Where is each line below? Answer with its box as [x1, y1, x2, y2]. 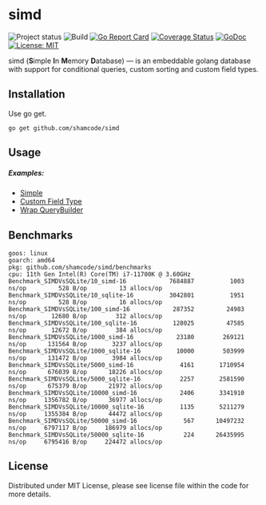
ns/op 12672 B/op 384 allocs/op [8, 325, 162, 334]
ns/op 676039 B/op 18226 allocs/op [8, 368, 162, 376]
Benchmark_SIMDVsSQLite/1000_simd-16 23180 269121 [8, 333, 245, 341]
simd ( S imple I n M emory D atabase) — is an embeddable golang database [8, 56, 252, 65]
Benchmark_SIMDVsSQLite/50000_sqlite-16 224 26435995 [8, 431, 245, 439]
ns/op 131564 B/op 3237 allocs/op [8, 340, 162, 348]
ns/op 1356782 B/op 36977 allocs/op [8, 396, 162, 404]
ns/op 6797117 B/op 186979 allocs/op [8, 424, 162, 432]
